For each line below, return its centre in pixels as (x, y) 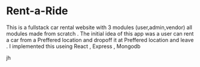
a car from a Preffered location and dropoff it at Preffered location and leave (100, 40)
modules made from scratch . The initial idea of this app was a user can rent (100, 33)
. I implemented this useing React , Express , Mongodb (73, 46)
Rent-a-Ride (37, 11)
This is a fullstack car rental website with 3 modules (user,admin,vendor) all (99, 27)
